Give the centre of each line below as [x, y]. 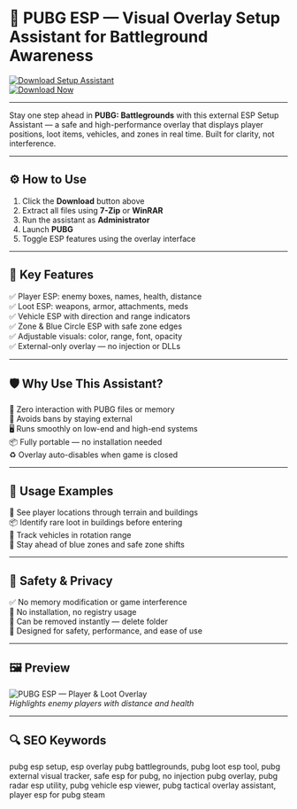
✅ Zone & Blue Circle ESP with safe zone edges [96, 326]
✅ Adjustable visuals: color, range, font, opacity [96, 336]
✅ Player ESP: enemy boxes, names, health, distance [106, 296]
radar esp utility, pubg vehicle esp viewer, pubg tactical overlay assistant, [143, 785]
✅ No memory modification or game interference [98, 602]
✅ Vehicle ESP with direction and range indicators [100, 316]
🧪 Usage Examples [61, 491]
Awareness [51, 56]
